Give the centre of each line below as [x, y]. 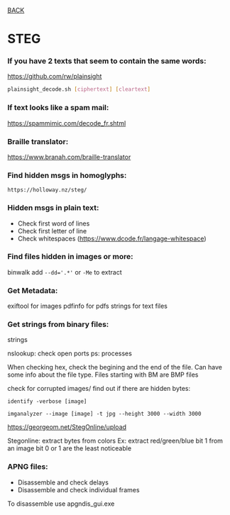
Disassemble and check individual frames [78, 489]
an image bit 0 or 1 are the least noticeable [70, 448]
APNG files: [28, 467]
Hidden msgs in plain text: [53, 208]
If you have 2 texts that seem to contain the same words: [107, 61]
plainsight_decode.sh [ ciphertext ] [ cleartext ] [79, 89]
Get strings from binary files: [58, 324]
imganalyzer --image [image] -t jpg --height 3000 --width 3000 [104, 414]
